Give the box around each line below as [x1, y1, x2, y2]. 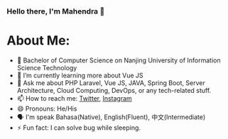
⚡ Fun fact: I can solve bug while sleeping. [16, 123, 141, 132]
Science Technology [16, 63, 77, 72]
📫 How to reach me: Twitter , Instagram [16, 94, 132, 102]
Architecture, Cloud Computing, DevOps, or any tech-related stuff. [16, 86, 212, 94]
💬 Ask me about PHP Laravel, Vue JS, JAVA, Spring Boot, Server [16, 78, 205, 87]
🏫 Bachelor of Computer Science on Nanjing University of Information [16, 56, 221, 65]
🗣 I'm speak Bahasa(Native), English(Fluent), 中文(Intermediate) [16, 113, 206, 121]
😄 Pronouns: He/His [16, 104, 77, 113]
